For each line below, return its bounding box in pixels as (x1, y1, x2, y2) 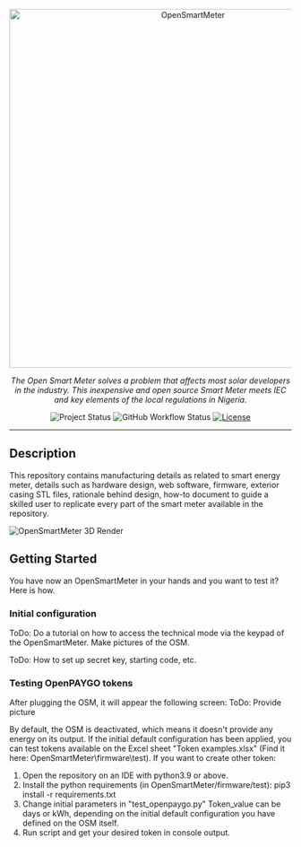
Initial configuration (9, 607, 97, 619)
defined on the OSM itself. (21, 817, 119, 829)
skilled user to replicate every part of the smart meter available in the (9, 498, 264, 509)
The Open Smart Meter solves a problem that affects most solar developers (10, 375, 291, 386)
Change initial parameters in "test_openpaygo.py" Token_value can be (21, 799, 281, 809)
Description (9, 446, 76, 461)
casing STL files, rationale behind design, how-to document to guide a (9, 489, 269, 500)
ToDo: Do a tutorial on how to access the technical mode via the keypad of (9, 627, 285, 638)
